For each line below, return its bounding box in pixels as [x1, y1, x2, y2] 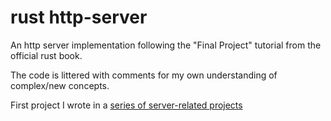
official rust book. [10, 49, 83, 61]
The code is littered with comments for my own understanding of [10, 69, 278, 81]
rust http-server [10, 6, 148, 29]
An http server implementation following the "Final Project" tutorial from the [10, 39, 322, 51]
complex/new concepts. [10, 79, 110, 91]
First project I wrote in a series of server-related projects [10, 99, 243, 111]
